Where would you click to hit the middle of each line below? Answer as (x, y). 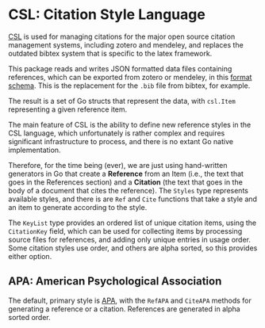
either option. (30, 256)
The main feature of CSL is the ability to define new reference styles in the (130, 124)
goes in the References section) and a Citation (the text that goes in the (126, 182)
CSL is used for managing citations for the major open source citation (122, 36)
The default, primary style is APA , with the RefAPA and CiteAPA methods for (130, 300)
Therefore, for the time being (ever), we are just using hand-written (118, 165)
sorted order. (29, 317)
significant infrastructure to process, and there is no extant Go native (121, 141)
